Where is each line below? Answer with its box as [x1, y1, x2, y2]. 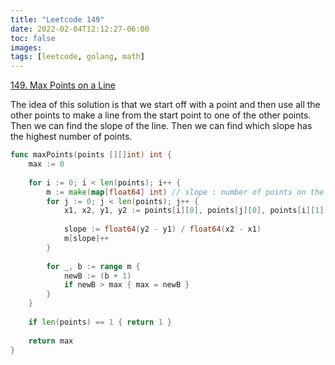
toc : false [10, 33, 56, 43]
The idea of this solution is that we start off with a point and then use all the [10, 99, 321, 111]
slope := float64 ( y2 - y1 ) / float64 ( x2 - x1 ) [63, 224, 262, 235]
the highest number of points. [10, 131, 133, 143]
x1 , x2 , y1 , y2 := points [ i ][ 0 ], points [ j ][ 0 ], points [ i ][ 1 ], [63, 206, 329, 216]
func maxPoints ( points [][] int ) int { [10, 150, 172, 160]
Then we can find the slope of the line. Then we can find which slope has [10, 120, 313, 132]
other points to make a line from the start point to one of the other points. [10, 109, 312, 121]
